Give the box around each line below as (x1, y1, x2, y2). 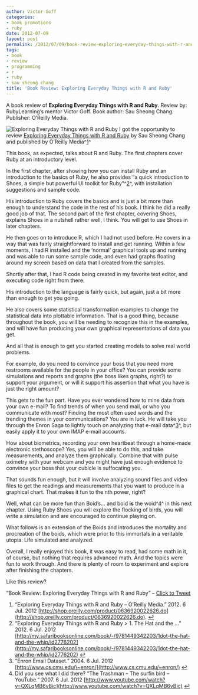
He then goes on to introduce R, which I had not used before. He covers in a (6, 234, 190, 241)
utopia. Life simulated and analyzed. (6, 536, 94, 543)
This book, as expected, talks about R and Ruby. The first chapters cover (6, 149, 183, 156)
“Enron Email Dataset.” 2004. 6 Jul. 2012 (14, 657, 114, 664)
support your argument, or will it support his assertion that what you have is (6, 379, 190, 386)
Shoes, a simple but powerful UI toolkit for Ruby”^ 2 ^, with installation (6, 179, 173, 186)
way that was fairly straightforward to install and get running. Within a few (6, 240, 186, 247)
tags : (6, 47, 19, 53)
